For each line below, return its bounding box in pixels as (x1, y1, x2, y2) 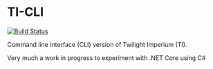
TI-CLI (7, 4, 44, 20)
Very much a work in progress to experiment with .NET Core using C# (7, 53, 206, 62)
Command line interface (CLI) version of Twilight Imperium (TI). (7, 40, 187, 48)
